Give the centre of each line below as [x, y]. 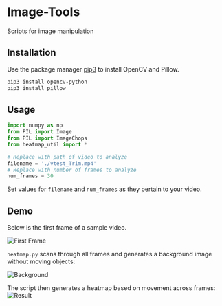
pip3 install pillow [37, 88]
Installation [32, 53]
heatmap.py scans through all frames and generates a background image [110, 254]
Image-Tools [44, 12]
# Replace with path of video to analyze [67, 157]
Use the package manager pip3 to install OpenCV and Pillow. [93, 69]
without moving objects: [41, 261]
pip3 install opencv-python [47, 82]
